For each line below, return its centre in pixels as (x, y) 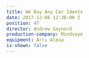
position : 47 (23, 23)
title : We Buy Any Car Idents (45, 12)
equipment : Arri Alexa (35, 40)
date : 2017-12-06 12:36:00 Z (43, 18)
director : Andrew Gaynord (39, 29)
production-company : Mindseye (45, 34)
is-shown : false (27, 46)
